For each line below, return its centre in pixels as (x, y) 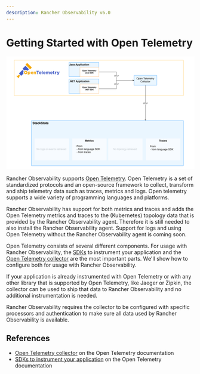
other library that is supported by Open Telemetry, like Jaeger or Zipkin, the (99, 283)
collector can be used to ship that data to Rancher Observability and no (94, 289)
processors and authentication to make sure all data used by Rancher (92, 313)
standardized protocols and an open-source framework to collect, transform (100, 184)
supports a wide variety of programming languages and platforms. (88, 197)
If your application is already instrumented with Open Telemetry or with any (99, 276)
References (28, 339)
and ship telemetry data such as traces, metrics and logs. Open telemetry (96, 191)
